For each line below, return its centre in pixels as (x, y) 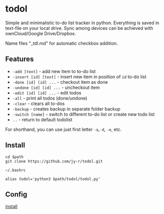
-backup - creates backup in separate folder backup (66, 109)
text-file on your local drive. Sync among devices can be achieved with (79, 28)
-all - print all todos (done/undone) (50, 98)
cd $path (14, 157)
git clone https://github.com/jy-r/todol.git (54, 161)
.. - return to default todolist (42, 120)
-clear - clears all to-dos (38, 103)
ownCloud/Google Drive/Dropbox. (41, 33)
